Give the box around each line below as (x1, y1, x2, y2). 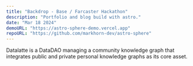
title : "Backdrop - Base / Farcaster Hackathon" (6, 8, 128, 15)
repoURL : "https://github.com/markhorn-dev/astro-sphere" (6, 31, 152, 37)
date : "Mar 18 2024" (6, 19, 57, 25)
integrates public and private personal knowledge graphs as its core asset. (6, 53, 188, 60)
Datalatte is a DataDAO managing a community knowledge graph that (6, 47, 175, 54)
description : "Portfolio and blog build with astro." (6, 14, 142, 20)
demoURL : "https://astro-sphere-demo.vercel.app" (6, 25, 131, 31)
